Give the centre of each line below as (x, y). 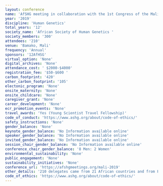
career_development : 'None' (33, 104)
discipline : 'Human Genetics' (36, 23)
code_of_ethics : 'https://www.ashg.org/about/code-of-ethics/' (70, 176)
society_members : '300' (29, 37)
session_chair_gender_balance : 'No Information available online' (73, 145)
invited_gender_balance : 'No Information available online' (67, 140)
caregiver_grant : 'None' (30, 100)
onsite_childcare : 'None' (31, 95)
